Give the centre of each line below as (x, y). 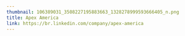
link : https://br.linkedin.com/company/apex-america (75, 23)
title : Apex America (33, 18)
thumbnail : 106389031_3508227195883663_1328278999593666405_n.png (93, 12)
